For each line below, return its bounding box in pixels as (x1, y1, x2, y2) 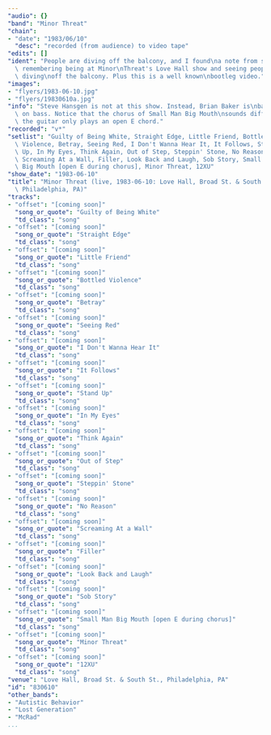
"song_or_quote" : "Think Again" (15, 434, 125, 442)
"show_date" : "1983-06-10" (7, 170, 99, 178)
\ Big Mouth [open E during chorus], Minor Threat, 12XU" (15, 163, 215, 171)
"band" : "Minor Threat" (7, 19, 88, 28)
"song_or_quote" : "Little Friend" (15, 253, 131, 261)
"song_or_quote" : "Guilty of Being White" (15, 208, 160, 216)
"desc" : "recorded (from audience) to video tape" (15, 42, 189, 50)
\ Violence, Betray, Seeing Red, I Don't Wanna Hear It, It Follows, (15, 140, 254, 148)
